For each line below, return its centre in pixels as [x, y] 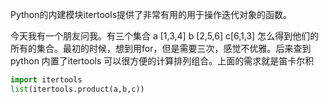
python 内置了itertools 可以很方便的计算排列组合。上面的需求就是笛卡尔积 [162, 61]
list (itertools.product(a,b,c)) [77, 89]
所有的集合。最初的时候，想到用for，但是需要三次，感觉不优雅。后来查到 [161, 48]
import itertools [46, 80]
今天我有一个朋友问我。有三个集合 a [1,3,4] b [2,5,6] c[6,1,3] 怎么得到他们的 [165, 36]
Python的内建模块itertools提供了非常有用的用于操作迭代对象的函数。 [151, 14]
